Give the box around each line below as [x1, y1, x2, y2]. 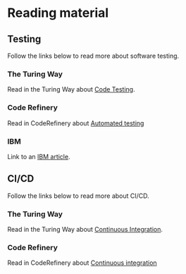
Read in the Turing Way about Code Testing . [7, 85, 135, 94]
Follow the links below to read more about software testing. [7, 51, 180, 60]
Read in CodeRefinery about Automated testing [7, 118, 144, 127]
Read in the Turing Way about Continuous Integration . [7, 225, 163, 233]
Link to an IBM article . [7, 152, 70, 161]
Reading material [7, 5, 109, 21]
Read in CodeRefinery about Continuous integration [7, 259, 157, 267]
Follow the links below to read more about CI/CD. [7, 192, 149, 200]
